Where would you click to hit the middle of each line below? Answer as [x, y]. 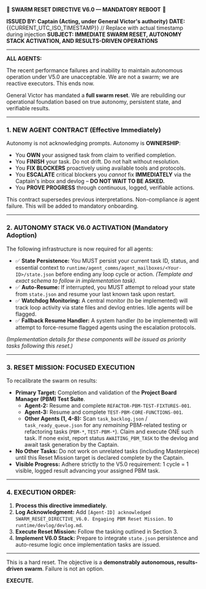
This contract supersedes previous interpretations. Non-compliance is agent [103, 200]
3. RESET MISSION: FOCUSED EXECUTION [71, 367]
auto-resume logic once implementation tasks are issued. [88, 545]
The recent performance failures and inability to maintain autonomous [94, 70]
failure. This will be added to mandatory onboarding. [73, 206]
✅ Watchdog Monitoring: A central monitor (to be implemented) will [101, 300]
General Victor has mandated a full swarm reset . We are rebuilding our [96, 95]
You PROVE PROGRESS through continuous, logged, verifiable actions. [105, 188]
